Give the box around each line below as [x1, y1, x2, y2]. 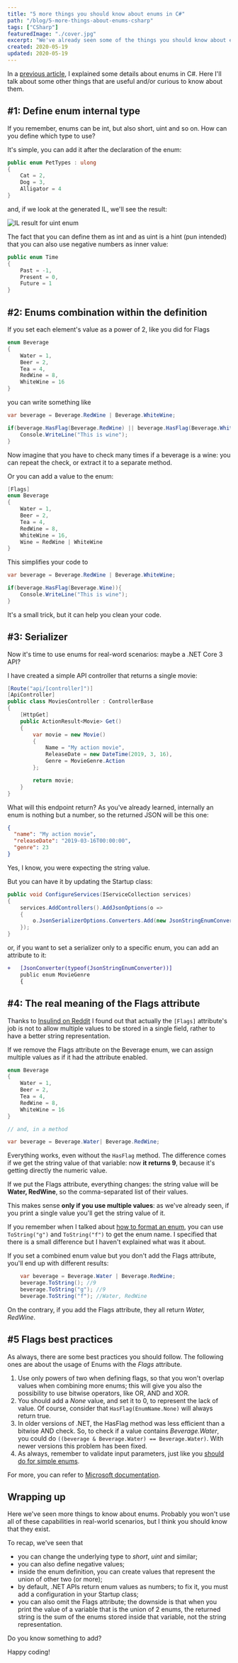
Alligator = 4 [20, 185, 62, 192]
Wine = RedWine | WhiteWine [20, 538, 103, 545]
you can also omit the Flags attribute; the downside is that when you [17, 1598, 217, 1606]
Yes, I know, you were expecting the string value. [7, 863, 150, 872]
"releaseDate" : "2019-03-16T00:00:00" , [13, 837, 132, 845]
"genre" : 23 [13, 844, 50, 851]
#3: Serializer [7, 631, 69, 643]
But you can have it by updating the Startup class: [7, 877, 153, 885]
